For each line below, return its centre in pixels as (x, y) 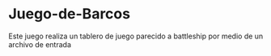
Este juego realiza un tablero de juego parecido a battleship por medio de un (136, 36)
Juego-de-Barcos (70, 14)
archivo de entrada (40, 44)
